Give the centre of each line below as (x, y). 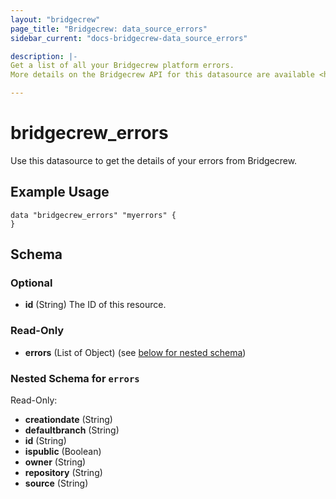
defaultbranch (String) (72, 430)
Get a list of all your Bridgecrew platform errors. (122, 66)
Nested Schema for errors (75, 378)
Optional (31, 283)
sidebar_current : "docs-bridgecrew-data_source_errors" (129, 38)
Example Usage (60, 192)
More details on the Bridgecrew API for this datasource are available (162, 75)
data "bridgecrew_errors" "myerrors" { (93, 215)
